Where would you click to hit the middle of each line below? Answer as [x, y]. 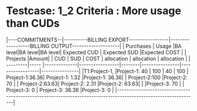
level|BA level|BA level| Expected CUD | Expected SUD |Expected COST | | [96, 52]
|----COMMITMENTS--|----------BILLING [57, 40]
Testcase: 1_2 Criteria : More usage [94, 11]
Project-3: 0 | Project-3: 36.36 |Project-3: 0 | [60, 90]
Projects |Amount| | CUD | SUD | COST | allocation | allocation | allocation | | [98, 58]
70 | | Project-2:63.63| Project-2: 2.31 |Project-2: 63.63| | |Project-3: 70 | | [95, 83]
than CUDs [33, 23]
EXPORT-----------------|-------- [149, 40]
